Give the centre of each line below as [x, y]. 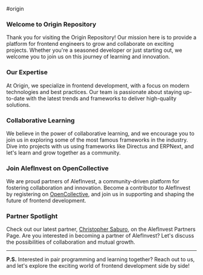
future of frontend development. [46, 201]
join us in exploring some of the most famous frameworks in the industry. [97, 140]
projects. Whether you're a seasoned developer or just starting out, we [94, 50]
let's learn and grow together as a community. [63, 153]
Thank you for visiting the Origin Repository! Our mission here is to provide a [101, 37]
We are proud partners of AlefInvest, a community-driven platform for [93, 182]
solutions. [18, 104]
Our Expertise [27, 72]
